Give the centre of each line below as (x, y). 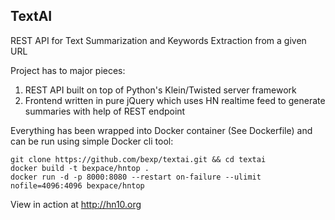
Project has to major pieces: (68, 70)
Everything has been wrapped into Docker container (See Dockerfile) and (161, 130)
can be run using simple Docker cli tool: (92, 141)
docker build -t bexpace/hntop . (80, 168)
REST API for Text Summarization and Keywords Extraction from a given (158, 40)
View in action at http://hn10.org (76, 204)
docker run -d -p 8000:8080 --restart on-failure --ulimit (136, 177)
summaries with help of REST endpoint (105, 111)
